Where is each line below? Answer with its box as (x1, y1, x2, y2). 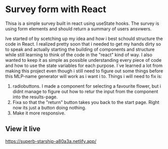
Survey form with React (5, 4, 106, 15)
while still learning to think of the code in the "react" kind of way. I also (5, 52, 153, 58)
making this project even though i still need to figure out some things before (5, 67, 163, 74)
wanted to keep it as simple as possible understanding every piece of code (5, 57, 162, 63)
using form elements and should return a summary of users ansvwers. (5, 25, 152, 31)
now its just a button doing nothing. (12, 104, 87, 110)
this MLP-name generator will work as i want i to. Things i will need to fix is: (5, 73, 162, 79)
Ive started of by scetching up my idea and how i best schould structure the (5, 35, 163, 42)
